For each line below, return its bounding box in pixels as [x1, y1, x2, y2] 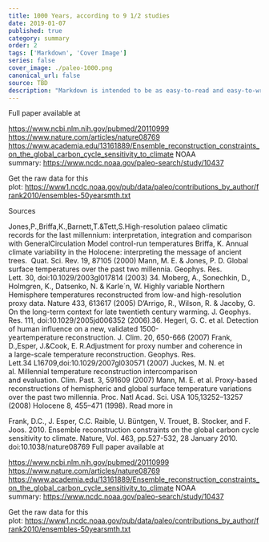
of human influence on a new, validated [8, 324, 139, 334]
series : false [8, 57, 56, 65]
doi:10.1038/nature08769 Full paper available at [8, 442, 164, 452]
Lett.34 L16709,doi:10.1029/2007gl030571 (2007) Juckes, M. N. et [8, 358, 225, 368]
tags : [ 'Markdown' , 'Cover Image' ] [8, 49, 127, 57]
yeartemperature [8, 332, 64, 342]
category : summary [8, 34, 70, 43]
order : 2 [8, 42, 38, 50]
